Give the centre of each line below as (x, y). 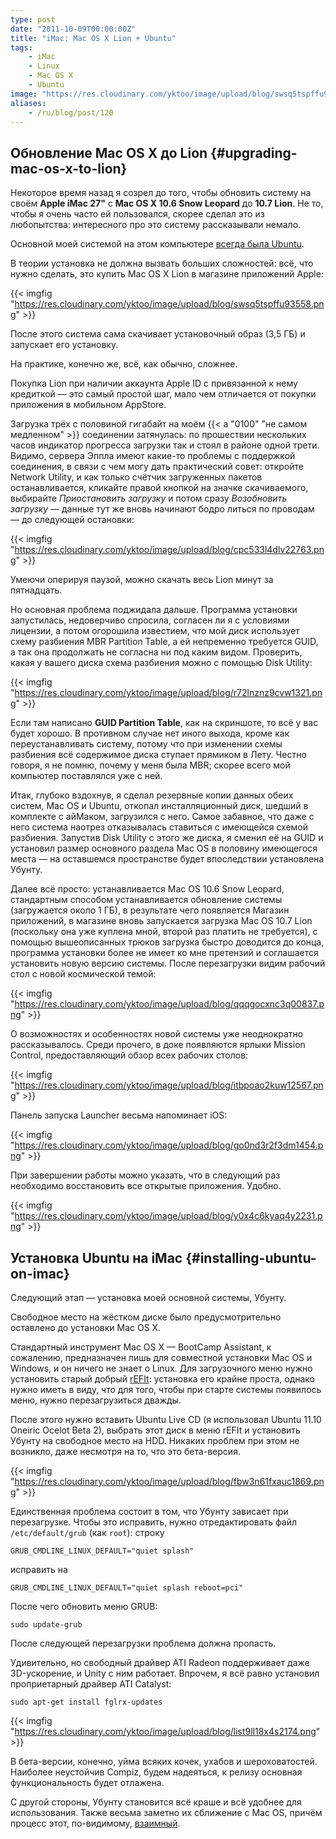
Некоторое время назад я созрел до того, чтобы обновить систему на (161, 193)
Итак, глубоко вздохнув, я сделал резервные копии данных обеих (152, 795)
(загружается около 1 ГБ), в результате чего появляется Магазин (150, 910)
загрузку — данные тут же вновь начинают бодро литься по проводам (162, 509)
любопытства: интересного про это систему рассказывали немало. (156, 225)
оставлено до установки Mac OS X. (86, 1327)
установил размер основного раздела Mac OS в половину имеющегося (164, 848)
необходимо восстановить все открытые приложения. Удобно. (146, 1186)
